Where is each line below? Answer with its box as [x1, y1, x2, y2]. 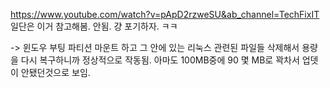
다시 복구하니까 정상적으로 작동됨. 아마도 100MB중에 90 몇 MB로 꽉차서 [20, 54, 300, 66]
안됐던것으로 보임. [20, 67, 91, 78]
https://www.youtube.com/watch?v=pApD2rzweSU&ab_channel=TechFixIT [10, 9, 320, 20]
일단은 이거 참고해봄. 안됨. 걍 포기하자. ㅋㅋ [10, 20, 178, 32]
